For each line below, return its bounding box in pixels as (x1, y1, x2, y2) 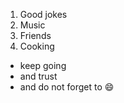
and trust (19, 70, 58, 82)
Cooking (19, 40, 55, 52)
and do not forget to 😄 (19, 81, 115, 93)
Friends (19, 30, 52, 41)
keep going (19, 60, 67, 71)
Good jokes (19, 9, 68, 20)
